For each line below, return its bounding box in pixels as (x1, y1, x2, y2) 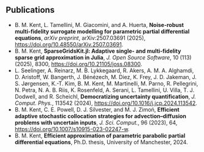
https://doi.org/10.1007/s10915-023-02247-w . (14, 125, 130, 132)
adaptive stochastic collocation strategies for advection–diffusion (14, 112, 187, 120)
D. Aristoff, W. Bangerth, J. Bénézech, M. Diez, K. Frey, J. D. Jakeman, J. (14, 73, 197, 80)
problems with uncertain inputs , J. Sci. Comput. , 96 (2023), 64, (14, 119, 178, 126)
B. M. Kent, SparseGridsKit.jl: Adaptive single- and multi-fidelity (14, 47, 181, 55)
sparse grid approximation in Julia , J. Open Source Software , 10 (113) (14, 53, 192, 61)
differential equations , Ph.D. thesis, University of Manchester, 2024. (14, 138, 188, 146)
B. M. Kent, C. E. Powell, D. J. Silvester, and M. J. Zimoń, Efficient (14, 105, 180, 113)
